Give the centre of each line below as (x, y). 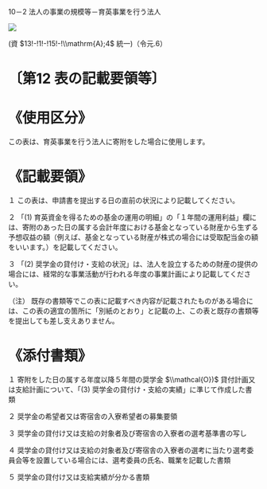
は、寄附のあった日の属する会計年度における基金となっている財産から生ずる (133, 227)
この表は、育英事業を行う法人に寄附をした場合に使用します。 (109, 142)
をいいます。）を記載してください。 (65, 247)
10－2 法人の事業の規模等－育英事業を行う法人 (85, 12)
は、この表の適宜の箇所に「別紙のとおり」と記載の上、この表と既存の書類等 (133, 311)
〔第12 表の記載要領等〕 (87, 79)
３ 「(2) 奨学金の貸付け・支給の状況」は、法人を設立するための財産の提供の (133, 264)
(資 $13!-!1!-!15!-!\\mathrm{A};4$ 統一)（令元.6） (87, 43)
